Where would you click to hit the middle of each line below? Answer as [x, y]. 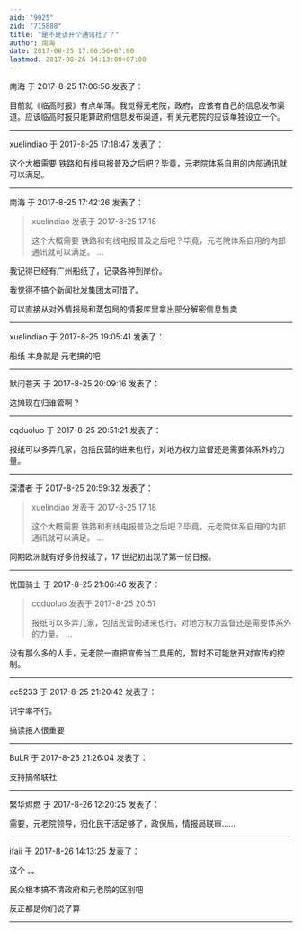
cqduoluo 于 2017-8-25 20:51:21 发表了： [85, 430]
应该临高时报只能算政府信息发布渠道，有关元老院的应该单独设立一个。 [155, 117]
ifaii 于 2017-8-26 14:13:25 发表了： [75, 851]
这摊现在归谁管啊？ [45, 403]
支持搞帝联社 [33, 777]
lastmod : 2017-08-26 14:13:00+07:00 [78, 59]
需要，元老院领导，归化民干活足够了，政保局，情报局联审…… [123, 823]
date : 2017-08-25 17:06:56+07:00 [72, 51]
